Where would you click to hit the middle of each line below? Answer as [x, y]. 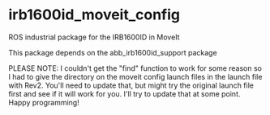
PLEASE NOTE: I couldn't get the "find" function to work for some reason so [135, 68]
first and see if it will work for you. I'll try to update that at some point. [124, 93]
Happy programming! [44, 102]
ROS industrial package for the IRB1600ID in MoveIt [94, 37]
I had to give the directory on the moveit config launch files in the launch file [135, 76]
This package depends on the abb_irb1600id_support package [113, 52]
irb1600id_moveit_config [94, 15]
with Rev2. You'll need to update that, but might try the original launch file [131, 85]
